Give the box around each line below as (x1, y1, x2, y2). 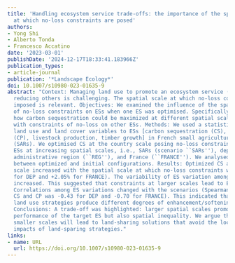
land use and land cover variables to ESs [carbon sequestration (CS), (13, 128, 227, 135)
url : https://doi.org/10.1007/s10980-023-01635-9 (13, 245, 161, 252)
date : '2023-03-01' (7, 50, 64, 57)
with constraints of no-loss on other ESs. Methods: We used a (13, 121, 201, 128)
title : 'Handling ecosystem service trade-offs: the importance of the (7, 10, 220, 18)
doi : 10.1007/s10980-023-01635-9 (7, 82, 105, 89)
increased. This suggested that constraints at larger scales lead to (13, 180, 224, 187)
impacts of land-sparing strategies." (13, 225, 127, 232)
